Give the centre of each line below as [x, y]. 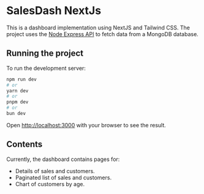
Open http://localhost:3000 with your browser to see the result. [86, 125]
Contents [25, 144]
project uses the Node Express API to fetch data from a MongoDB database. [103, 34]
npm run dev [21, 79]
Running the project [45, 54]
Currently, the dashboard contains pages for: [63, 159]
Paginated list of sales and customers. [63, 177]
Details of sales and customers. [55, 171]
